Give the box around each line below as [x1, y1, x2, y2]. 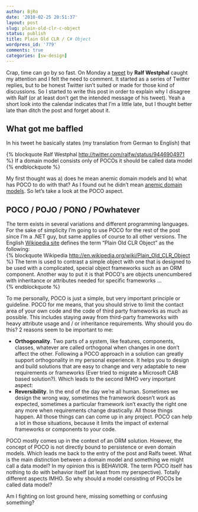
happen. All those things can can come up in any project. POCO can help [14, 413, 193, 420]
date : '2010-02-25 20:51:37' [6, 14, 78, 20]
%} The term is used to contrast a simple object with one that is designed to [6, 258, 191, 265]
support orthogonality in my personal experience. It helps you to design [14, 356, 189, 364]
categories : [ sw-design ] [6, 53, 67, 59]
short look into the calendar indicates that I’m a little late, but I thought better [6, 100, 193, 107]
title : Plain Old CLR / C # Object [6, 36, 92, 42]
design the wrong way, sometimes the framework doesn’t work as [14, 394, 176, 401]
